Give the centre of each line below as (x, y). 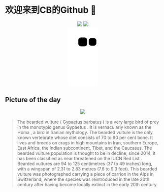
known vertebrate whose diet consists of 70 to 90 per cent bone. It (85, 137)
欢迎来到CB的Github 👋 (51, 10)
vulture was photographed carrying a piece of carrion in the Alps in (85, 174)
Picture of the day (33, 100)
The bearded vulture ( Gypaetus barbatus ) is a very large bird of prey (88, 122)
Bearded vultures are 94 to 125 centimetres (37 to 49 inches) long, (85, 164)
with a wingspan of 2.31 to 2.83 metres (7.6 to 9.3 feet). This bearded (87, 169)
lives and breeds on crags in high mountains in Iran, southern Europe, (88, 142)
